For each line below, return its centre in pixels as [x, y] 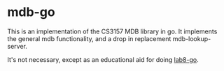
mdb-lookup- [192, 38]
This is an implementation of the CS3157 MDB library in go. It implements [112, 31]
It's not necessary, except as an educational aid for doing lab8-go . [103, 59]
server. [17, 46]
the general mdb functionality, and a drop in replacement [89, 38]
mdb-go [31, 12]
